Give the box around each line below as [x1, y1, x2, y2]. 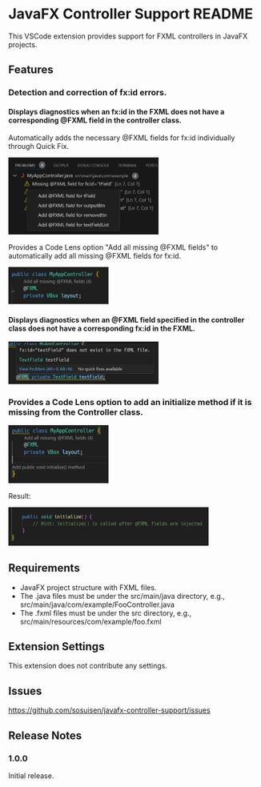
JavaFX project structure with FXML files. [19, 582, 157, 592]
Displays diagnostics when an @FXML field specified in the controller [8, 315, 245, 324]
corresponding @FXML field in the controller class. [8, 115, 183, 125]
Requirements [8, 561, 80, 575]
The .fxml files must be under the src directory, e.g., [19, 608, 192, 617]
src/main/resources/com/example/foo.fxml [19, 616, 162, 626]
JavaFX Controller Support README [8, 5, 254, 23]
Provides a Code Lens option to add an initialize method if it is [8, 396, 252, 408]
